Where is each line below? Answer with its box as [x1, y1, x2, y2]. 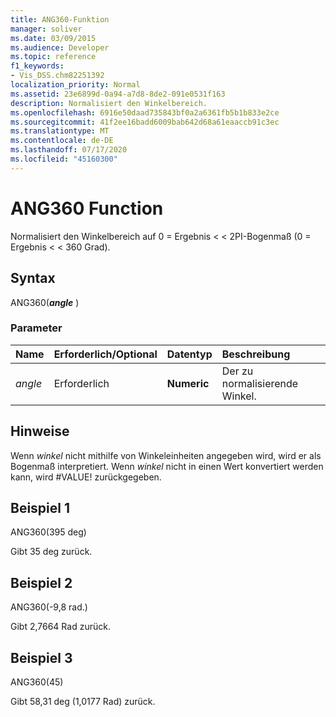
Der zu [221, 364, 254, 378]
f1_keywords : [10, 61, 65, 71]
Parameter [10, 321, 63, 335]
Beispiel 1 [10, 500, 71, 516]
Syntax [10, 270, 56, 287]
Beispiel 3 [10, 649, 73, 666]
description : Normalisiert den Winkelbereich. [10, 98, 208, 108]
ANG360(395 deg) [10, 526, 87, 538]
